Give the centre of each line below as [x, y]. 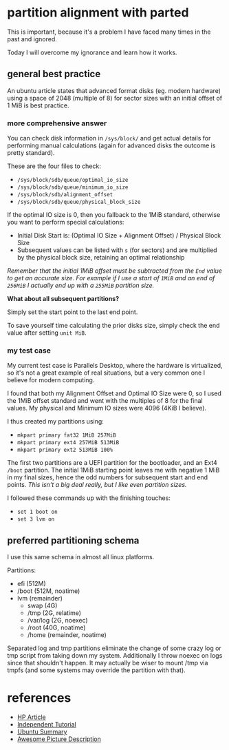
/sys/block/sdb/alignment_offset [65, 195]
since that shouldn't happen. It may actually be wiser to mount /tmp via [108, 663]
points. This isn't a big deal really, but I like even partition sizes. [97, 485]
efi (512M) [31, 584]
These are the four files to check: [54, 166]
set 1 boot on [37, 512]
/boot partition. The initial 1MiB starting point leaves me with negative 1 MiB [113, 470]
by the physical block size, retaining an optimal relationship [101, 258]
